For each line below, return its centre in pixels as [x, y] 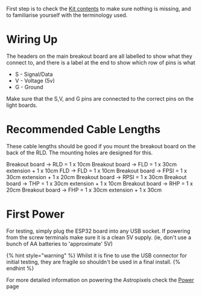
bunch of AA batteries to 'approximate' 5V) [60, 244]
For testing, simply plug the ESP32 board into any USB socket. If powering [98, 231]
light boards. [22, 105]
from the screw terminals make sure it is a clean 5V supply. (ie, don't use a [99, 237]
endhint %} [20, 268]
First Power [36, 214]
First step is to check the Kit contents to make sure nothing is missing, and [99, 9]
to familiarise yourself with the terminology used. [67, 15]
